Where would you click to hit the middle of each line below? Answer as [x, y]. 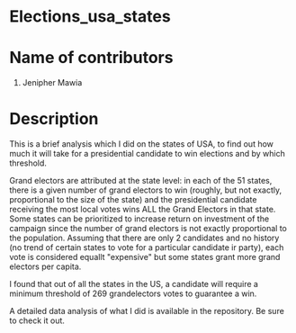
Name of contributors [91, 58]
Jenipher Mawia [52, 83]
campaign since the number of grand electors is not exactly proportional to [148, 229]
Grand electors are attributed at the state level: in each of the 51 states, [141, 181]
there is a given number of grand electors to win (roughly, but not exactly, [145, 190]
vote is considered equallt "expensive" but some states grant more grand [145, 257]
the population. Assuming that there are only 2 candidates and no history [144, 238]
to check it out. [37, 320]
